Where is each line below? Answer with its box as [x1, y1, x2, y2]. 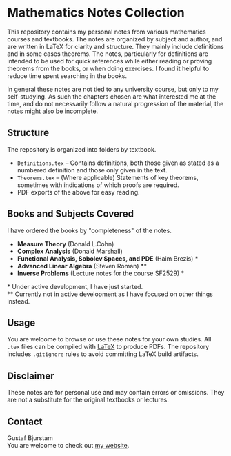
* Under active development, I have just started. [7, 282, 143, 290]
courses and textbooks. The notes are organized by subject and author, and [7, 34, 223, 43]
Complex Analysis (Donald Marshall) [17, 247, 123, 255]
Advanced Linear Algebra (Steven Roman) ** [17, 261, 147, 270]
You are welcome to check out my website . [7, 442, 130, 449]
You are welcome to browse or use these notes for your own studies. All [7, 335, 212, 344]
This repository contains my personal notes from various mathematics [7, 28, 206, 36]
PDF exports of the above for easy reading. [17, 188, 140, 196]
